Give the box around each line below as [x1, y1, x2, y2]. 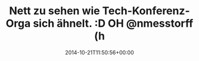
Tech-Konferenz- [102, 4, 190, 18]
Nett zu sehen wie [9, 4, 100, 18]
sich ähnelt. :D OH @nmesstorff [33, 17, 194, 30]
